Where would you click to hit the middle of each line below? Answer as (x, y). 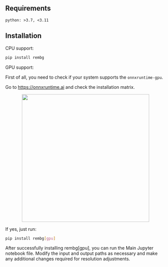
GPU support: (20, 67)
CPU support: (20, 48)
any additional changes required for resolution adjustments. (68, 259)
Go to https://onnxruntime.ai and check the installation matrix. (70, 87)
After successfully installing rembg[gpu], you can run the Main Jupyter (79, 248)
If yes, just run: (21, 229)
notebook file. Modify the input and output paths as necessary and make (81, 253)
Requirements (28, 8)
